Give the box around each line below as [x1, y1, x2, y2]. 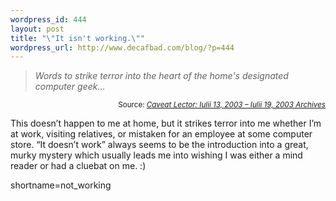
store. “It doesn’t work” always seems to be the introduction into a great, [10, 139, 309, 151]
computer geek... [34, 81, 106, 93]
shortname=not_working [10, 179, 112, 191]
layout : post [10, 24, 65, 34]
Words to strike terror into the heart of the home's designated [34, 70, 289, 82]
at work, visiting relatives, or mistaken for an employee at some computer [10, 128, 313, 140]
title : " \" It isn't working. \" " [10, 33, 145, 43]
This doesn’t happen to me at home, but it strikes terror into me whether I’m [10, 117, 322, 130]
